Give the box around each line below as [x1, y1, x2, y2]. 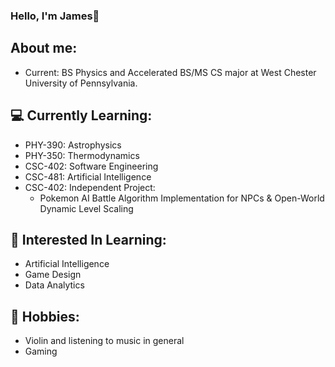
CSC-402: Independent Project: [24, 181, 156, 193]
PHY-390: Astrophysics [24, 139, 122, 151]
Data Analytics [24, 279, 85, 291]
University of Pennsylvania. [24, 77, 138, 89]
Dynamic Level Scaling [39, 202, 134, 214]
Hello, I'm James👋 [10, 9, 100, 23]
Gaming [24, 345, 58, 358]
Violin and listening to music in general [24, 335, 185, 347]
